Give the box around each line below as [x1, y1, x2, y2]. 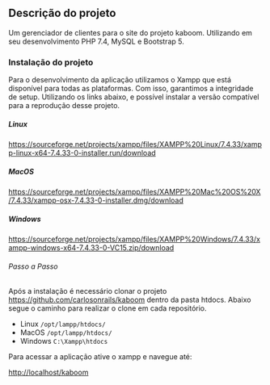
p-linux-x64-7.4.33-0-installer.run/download [8, 149, 156, 158]
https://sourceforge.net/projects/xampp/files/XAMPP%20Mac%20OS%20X [8, 187, 261, 197]
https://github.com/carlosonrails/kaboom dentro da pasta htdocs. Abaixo [8, 295, 251, 305]
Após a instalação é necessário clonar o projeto [8, 287, 167, 296]
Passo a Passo [8, 262, 58, 271]
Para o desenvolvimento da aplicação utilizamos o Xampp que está [8, 75, 232, 85]
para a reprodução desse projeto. [8, 101, 120, 111]
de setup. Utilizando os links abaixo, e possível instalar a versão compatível [8, 92, 259, 102]
